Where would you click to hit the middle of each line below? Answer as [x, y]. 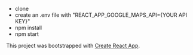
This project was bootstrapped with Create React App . [73, 45]
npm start [27, 34]
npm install [28, 27]
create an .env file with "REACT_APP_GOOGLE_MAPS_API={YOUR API [101, 15]
